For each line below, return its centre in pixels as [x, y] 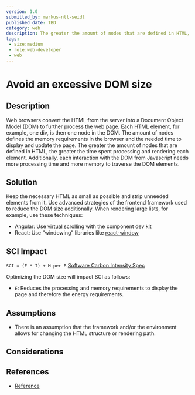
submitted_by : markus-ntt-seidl [45, 17]
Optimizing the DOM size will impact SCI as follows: [68, 277]
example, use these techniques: [45, 215]
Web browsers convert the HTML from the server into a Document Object [95, 120]
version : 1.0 [22, 11]
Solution [22, 183]
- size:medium [26, 45]
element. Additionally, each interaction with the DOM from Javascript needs [97, 158]
